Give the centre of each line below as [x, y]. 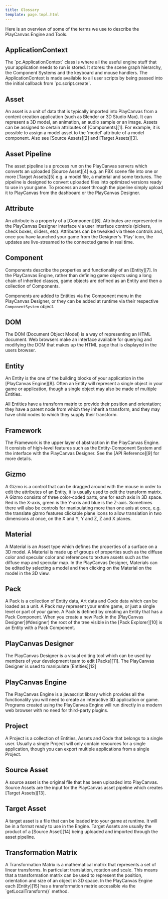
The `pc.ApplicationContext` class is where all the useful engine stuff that [81, 62]
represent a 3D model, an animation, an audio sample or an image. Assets [81, 122]
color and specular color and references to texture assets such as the [77, 557]
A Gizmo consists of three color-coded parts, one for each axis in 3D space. [84, 497]
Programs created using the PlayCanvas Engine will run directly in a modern [83, 705]
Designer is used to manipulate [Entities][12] [51, 666]
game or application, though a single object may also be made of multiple [81, 389]
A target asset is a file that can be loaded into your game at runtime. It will [81, 821]
